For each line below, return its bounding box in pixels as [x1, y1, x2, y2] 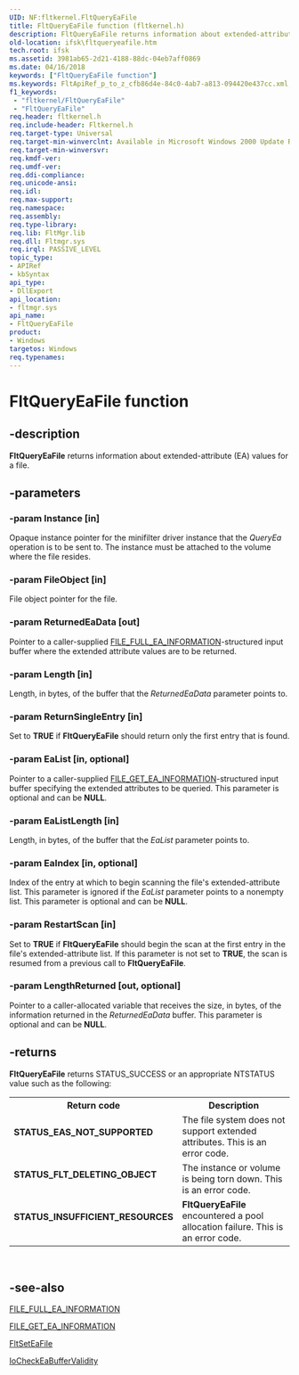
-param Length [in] [9, 667, 93, 680]
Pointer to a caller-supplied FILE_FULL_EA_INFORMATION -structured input [9, 636, 284, 647]
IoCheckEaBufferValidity [9, 1355, 99, 1366]
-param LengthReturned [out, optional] [9, 979, 181, 992]
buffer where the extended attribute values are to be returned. [9, 645, 238, 656]
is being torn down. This [182, 1173, 283, 1185]
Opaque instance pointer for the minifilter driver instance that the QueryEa [9, 532, 282, 544]
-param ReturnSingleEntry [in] [9, 710, 143, 723]
